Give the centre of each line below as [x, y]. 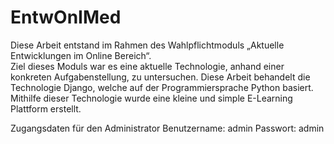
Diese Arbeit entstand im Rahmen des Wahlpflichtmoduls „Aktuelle [147, 45]
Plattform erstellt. [46, 108]
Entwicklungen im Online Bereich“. [81, 55]
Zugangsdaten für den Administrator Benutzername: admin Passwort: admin [167, 128]
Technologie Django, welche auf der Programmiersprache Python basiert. [162, 87]
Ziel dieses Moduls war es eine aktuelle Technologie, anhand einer [147, 66]
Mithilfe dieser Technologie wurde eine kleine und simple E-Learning [151, 98]
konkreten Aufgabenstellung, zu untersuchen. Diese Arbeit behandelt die [160, 77]
